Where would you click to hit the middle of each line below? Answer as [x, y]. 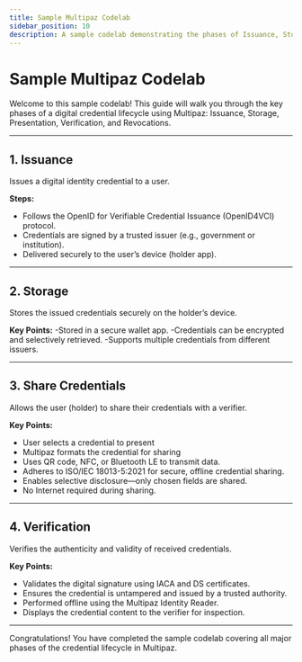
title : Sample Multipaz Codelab [70, 18]
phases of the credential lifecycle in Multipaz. [93, 648]
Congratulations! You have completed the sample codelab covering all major [151, 638]
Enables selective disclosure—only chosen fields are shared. [135, 480]
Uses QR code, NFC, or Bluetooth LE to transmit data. [121, 461]
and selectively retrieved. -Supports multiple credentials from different [140, 339]
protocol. [39, 226]
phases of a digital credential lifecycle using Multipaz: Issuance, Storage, [144, 113]
